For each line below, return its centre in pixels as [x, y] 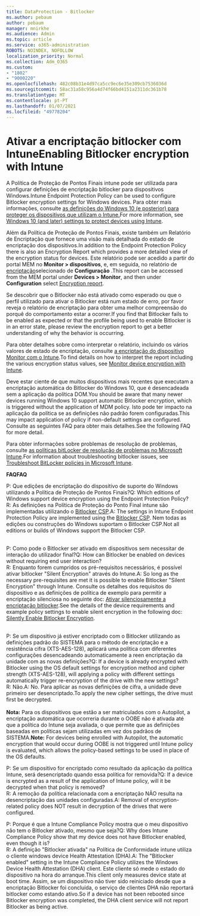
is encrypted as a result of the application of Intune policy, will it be [89, 781]
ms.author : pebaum [29, 17]
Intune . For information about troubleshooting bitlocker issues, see [87, 457]
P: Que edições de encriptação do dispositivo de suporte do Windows [92, 486]
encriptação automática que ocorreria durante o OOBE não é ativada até [95, 719]
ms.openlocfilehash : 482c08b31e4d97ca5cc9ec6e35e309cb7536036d [87, 84]
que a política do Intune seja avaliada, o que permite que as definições [93, 725]
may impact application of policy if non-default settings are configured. [94, 420]
